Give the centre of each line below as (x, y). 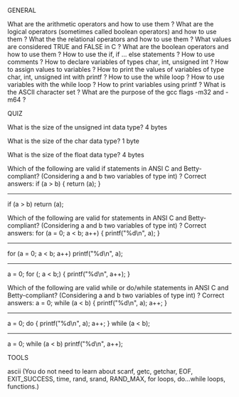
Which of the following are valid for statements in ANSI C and (97, 218)
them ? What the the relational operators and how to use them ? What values (119, 39)
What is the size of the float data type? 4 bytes (76, 155)
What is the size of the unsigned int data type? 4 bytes (87, 127)
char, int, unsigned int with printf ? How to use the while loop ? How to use (116, 77)
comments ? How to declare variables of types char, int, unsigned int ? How (118, 62)
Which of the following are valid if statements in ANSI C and (95, 169)
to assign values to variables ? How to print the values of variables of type (116, 69)
